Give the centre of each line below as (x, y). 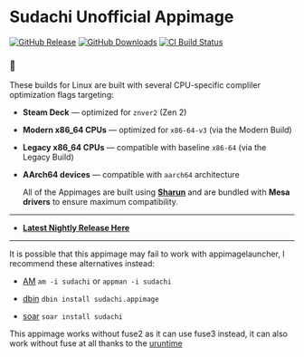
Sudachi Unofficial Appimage (122, 17)
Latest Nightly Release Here (76, 228)
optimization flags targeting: (62, 95)
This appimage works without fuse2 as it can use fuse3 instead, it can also (148, 334)
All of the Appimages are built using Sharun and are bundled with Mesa (156, 192)
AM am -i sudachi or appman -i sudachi (97, 281)
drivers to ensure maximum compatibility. (100, 202)
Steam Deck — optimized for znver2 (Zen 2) (104, 112)
